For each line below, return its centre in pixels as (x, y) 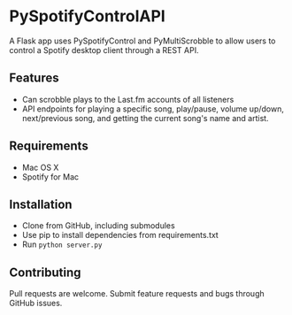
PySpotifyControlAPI (87, 16)
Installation (41, 204)
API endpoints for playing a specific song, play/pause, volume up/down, (153, 109)
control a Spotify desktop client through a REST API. (104, 50)
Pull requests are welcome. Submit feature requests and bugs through (137, 294)
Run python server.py (62, 244)
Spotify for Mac (50, 177)
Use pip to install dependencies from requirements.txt (120, 235)
